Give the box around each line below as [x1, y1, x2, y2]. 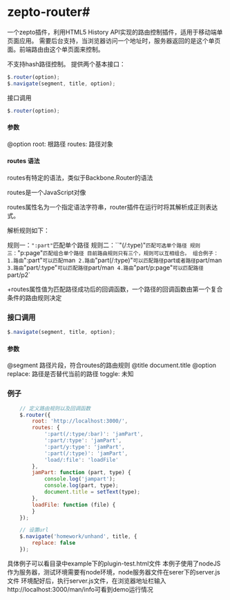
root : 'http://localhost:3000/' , [32, 418, 128, 425]
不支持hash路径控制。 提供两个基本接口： [7, 59, 126, 68]
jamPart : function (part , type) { [32, 469, 131, 476]
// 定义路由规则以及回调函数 [19, 405, 91, 412]
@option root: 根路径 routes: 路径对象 [7, 140, 114, 148]
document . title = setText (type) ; [44, 489, 140, 496]
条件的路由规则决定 [7, 293, 62, 301]
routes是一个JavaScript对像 [7, 188, 86, 196]
